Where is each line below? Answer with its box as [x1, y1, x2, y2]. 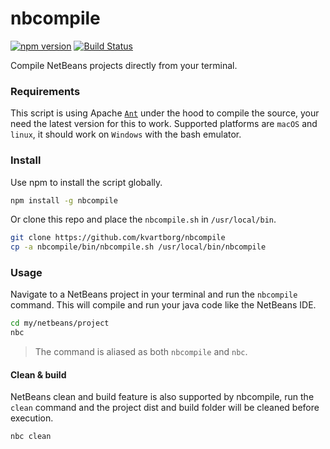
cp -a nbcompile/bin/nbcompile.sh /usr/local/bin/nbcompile [10, 242, 267, 252]
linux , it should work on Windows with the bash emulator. [10, 128, 242, 141]
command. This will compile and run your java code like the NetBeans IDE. [10, 299, 317, 311]
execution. [10, 412, 54, 424]
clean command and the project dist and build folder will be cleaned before [10, 402, 320, 414]
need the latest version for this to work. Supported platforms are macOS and [10, 118, 318, 130]
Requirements [10, 84, 81, 98]
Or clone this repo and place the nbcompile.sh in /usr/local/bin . [10, 213, 277, 226]
